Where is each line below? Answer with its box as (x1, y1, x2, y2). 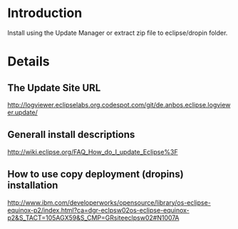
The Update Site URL (7, 82, 101, 94)
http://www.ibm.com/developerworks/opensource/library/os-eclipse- (7, 198, 212, 207)
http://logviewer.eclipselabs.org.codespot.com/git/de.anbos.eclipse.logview (7, 100, 231, 109)
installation (7, 179, 58, 191)
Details (7, 53, 50, 70)
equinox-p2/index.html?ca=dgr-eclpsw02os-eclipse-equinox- (7, 206, 190, 214)
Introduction (7, 5, 83, 21)
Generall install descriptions (7, 129, 135, 141)
